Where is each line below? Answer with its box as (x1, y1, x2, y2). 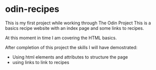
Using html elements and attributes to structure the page (12, 54, 128, 60)
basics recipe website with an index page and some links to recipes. (5, 25, 145, 31)
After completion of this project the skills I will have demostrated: (5, 44, 138, 50)
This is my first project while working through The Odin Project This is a (5, 20, 151, 26)
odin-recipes (5, 3, 59, 15)
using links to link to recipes (12, 59, 69, 65)
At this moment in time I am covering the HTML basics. (5, 35, 117, 41)
